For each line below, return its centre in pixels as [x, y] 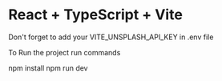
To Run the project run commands [65, 52]
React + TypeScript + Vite [95, 15]
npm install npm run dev [48, 68]
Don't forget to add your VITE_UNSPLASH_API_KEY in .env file [111, 37]
